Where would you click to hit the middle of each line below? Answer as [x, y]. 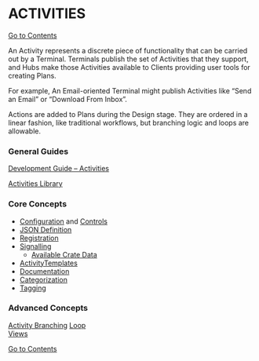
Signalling [35, 246]
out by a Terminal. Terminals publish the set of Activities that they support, [128, 59]
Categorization [44, 279]
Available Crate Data [64, 254]
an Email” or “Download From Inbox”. [68, 99]
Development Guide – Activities [59, 169]
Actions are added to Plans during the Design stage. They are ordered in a [128, 114]
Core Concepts [38, 204]
